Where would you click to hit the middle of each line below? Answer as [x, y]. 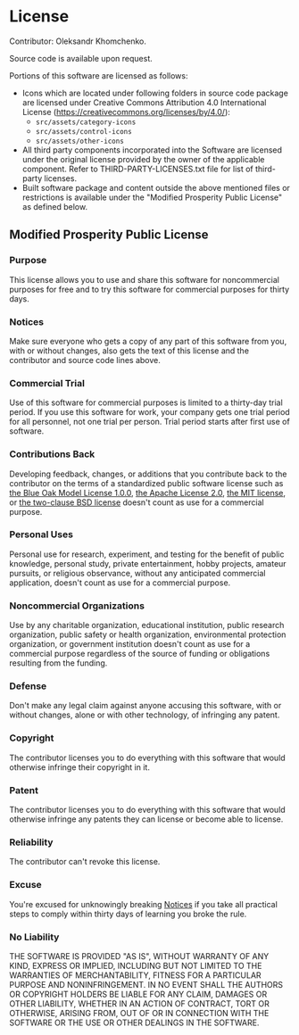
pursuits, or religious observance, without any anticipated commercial [137, 573]
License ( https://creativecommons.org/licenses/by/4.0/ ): [126, 112]
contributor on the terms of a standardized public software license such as [146, 483]
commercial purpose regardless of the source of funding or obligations [140, 654]
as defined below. [54, 206]
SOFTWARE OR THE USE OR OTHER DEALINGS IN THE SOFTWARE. [134, 1023]
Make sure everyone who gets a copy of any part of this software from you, [148, 341]
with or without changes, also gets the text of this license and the [129, 351]
